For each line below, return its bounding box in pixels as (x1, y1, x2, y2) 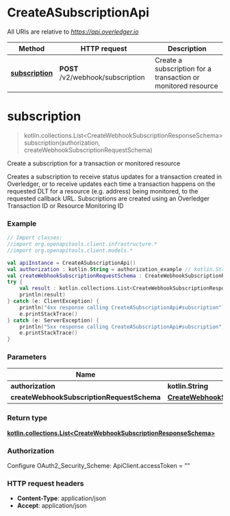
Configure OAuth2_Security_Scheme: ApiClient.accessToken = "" (7, 462, 190, 470)
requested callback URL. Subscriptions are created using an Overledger (7, 194, 210, 202)
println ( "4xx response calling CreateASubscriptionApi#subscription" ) (19, 304, 225, 311)
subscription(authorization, (23, 139, 101, 147)
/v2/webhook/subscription (59, 72, 145, 82)
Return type (7, 413, 48, 423)
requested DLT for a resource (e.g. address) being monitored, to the (7, 187, 199, 195)
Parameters (7, 352, 47, 362)
